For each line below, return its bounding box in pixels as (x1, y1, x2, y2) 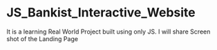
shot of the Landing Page (6, 34, 79, 42)
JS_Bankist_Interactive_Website (6, 5, 196, 21)
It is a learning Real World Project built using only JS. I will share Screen (6, 27, 211, 36)
